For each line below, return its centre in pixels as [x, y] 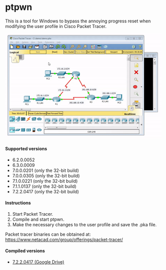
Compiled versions [25, 251]
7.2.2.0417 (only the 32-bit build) [46, 191]
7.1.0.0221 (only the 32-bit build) [45, 181]
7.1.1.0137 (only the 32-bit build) [44, 186]
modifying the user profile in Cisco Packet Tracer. [56, 26]
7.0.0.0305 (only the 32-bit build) [46, 175]
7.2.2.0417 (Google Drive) [38, 262]
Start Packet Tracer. [33, 214]
